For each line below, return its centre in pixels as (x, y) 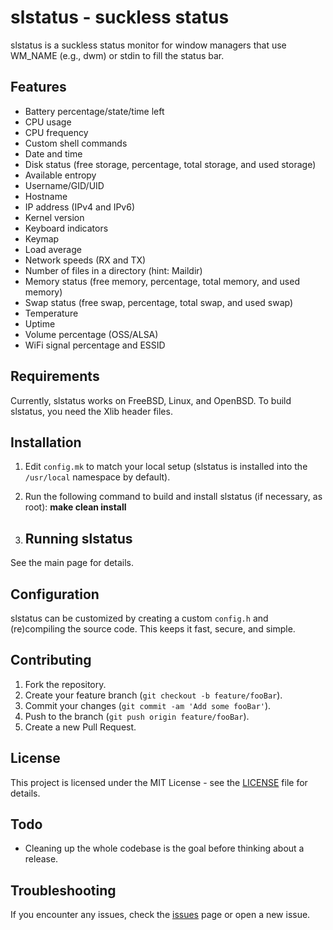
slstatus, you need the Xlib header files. (91, 411)
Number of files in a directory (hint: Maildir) (113, 270)
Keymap (42, 238)
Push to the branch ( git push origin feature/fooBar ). (137, 716)
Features (38, 87)
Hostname (46, 196)
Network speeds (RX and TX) (85, 260)
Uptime (40, 323)
